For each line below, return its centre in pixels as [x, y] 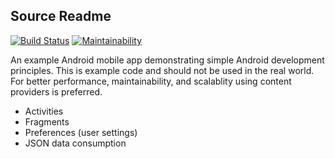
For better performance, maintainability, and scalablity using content [151, 81]
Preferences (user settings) [81, 132]
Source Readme [61, 16]
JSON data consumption [75, 143]
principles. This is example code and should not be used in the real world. [162, 70]
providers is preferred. [56, 91]
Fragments [47, 121]
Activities [44, 111]
